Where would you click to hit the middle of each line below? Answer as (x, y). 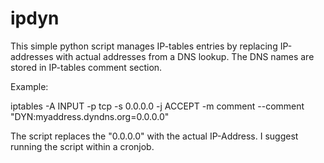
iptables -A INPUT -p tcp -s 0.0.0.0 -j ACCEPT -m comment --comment (157, 106)
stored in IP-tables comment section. (86, 67)
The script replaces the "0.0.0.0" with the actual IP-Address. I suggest (154, 136)
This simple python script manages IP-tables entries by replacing (144, 46)
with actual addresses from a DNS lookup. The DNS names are (185, 56)
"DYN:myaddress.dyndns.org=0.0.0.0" (90, 116)
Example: (29, 86)
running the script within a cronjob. (82, 146)
